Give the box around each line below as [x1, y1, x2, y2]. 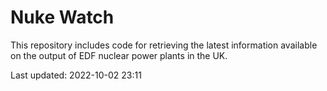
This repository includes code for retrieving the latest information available [10, 39, 318, 51]
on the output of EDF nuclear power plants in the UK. [10, 49, 228, 61]
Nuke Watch [10, 6, 115, 29]
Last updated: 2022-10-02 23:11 [10, 69, 142, 81]
